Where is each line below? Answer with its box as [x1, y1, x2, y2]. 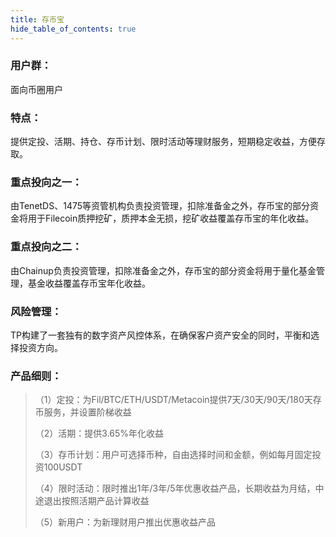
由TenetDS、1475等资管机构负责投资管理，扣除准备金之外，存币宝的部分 [10, 200, 311, 212]
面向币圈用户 [10, 83, 63, 95]
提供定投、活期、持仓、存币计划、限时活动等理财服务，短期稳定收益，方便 [10, 136, 317, 148]
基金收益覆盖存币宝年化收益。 [27, 277, 151, 289]
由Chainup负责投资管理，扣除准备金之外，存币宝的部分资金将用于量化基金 [10, 264, 317, 276]
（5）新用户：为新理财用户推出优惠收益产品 [34, 516, 217, 528]
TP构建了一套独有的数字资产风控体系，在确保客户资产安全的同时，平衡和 [10, 329, 311, 341]
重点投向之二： [10, 240, 83, 254]
